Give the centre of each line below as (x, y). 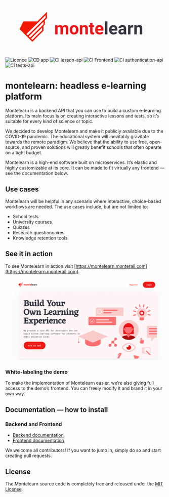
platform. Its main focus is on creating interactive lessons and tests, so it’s (82, 116)
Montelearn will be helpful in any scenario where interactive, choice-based (83, 201)
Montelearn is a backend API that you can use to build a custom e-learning (83, 111)
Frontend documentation (38, 441)
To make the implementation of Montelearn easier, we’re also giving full (80, 383)
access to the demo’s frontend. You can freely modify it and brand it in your (84, 388)
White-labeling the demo (36, 372)
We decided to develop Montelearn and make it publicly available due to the (84, 131)
